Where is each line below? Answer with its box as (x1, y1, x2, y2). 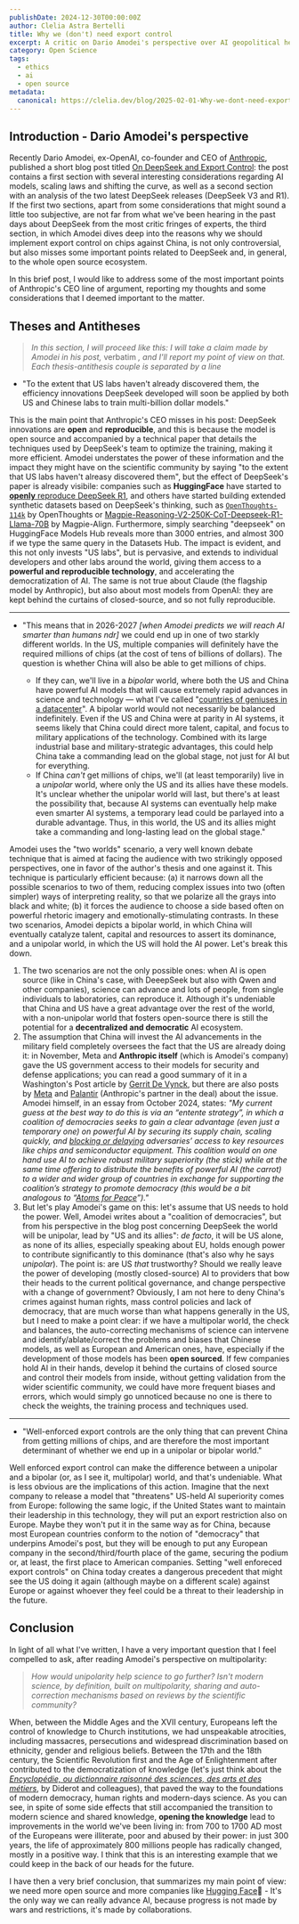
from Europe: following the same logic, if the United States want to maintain (9, 1500, 287, 1511)
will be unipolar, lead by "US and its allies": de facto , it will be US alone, (21, 1230, 284, 1241)
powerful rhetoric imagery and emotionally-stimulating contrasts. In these (9, 910, 279, 920)
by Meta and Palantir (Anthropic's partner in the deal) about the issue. (21, 1088, 279, 1098)
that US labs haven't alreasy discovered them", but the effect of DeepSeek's (9, 471, 289, 482)
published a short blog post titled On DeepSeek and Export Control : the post (9, 162, 289, 173)
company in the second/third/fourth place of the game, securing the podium (9, 1547, 289, 1558)
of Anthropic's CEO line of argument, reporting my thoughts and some (9, 283, 267, 294)
